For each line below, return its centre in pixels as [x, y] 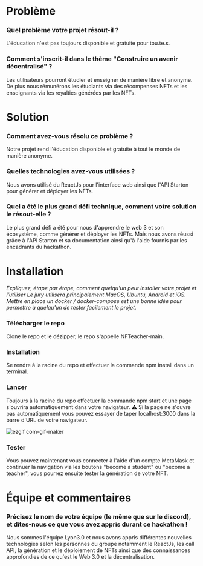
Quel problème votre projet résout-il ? [63, 30]
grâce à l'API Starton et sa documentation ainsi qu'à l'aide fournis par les [97, 240]
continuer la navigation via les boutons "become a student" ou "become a [98, 467]
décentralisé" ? [29, 67]
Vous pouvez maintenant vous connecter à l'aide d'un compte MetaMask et [100, 460]
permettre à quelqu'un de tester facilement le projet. [72, 307]
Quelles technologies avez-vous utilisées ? [71, 171]
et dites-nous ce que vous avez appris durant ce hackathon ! [97, 524]
